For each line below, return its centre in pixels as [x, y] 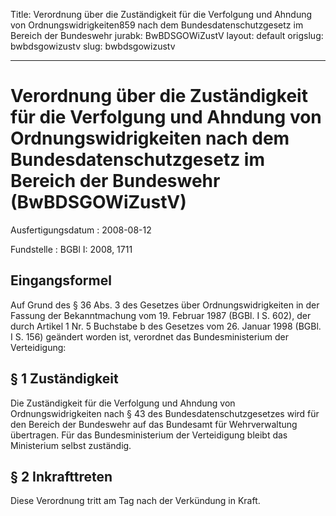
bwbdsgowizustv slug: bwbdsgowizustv [93, 46]
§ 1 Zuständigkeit [64, 379]
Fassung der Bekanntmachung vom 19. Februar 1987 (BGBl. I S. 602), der [161, 315]
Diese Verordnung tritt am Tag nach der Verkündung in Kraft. [135, 501]
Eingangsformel [61, 280]
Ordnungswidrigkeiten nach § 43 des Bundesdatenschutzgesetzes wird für [165, 413]
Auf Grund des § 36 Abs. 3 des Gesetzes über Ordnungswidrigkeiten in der [165, 305]
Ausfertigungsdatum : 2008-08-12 [81, 230]
